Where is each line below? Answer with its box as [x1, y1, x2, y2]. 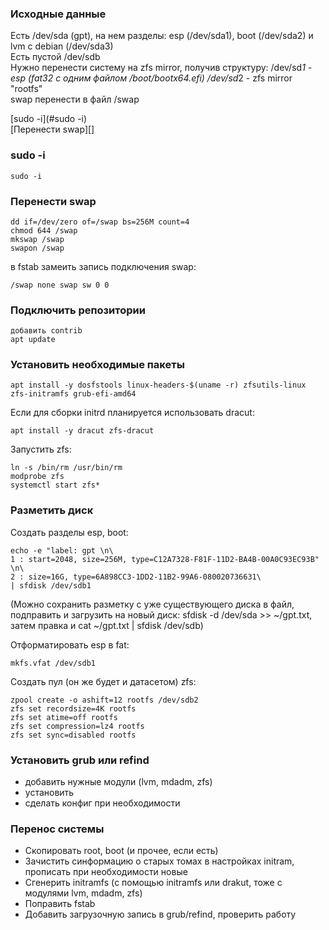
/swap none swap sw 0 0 [10, 280, 110, 290]
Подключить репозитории [10, 303, 146, 317]
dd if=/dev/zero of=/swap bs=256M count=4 [10, 217, 190, 227]
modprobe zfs [10, 472, 65, 482]
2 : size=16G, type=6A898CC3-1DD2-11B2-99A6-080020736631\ [10, 572, 262, 582]
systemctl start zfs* [10, 480, 101, 491]
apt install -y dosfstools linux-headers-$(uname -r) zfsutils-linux [10, 380, 307, 391]
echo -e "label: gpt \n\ [10, 545, 114, 556]
